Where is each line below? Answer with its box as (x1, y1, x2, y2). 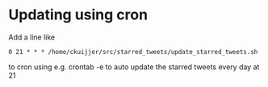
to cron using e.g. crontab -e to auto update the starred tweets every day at (8, 62, 260, 72)
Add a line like (8, 32, 56, 42)
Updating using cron (8, 6, 148, 24)
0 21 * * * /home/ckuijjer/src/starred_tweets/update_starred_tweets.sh (8, 48, 258, 56)
